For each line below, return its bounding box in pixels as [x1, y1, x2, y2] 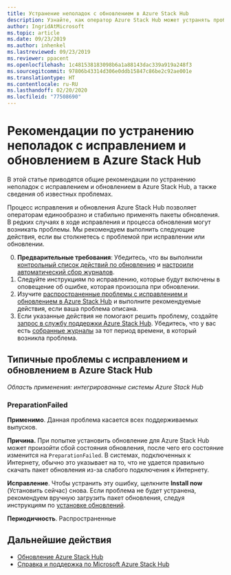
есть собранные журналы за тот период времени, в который [16, 326, 197, 334]
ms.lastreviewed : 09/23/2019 [7, 49, 91, 56]
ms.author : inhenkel [7, 42, 67, 49]
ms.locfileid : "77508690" [7, 94, 81, 101]
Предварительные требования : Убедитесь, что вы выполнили [16, 253, 203, 261]
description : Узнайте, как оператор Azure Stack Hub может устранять [7, 17, 211, 23]
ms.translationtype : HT [7, 74, 76, 81]
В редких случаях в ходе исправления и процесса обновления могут [7, 218, 211, 226]
